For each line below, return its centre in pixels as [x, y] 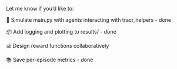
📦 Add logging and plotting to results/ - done [61, 32]
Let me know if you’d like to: [40, 9]
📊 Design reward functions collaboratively [58, 46]
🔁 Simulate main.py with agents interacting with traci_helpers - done [89, 20]
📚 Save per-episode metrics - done [50, 60]
